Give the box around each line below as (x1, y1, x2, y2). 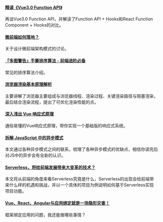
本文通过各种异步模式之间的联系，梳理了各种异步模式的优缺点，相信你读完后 (5, 147, 158, 152)
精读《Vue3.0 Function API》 (5, 4, 63, 10)
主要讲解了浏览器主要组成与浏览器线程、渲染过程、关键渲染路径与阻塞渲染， (5, 93, 158, 99)
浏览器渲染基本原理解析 (5, 81, 52, 87)
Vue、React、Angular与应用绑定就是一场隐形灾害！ (5, 200, 110, 206)
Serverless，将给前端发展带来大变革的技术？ (5, 164, 96, 170)
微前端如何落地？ (5, 34, 39, 40)
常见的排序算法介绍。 (5, 69, 48, 75)
